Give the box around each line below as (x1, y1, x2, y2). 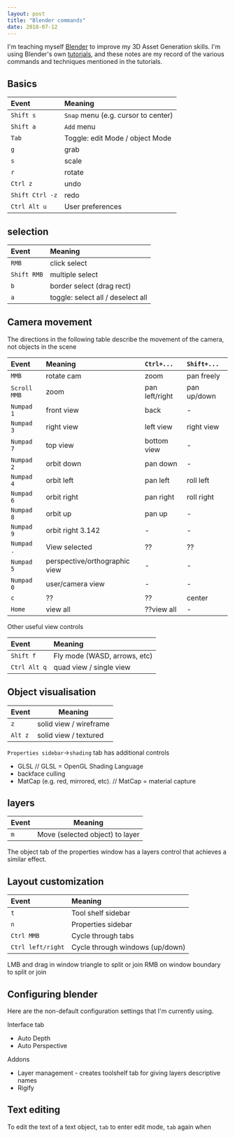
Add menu (64, 122, 96, 132)
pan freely (186, 371, 220, 381)
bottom (144, 436, 169, 446)
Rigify (17, 1084, 35, 1092)
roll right (186, 492, 215, 502)
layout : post (7, 10, 45, 18)
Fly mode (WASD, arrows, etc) (53, 651, 153, 661)
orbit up (45, 508, 72, 518)
